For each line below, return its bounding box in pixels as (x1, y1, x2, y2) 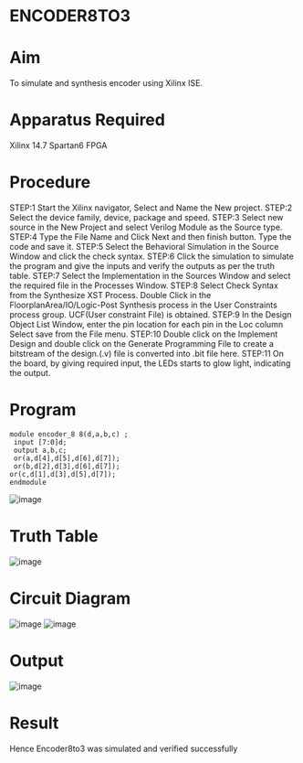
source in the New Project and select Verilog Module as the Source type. (9, 221, 283, 232)
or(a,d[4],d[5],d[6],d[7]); (13, 454, 120, 463)
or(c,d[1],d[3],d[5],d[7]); (9, 469, 117, 478)
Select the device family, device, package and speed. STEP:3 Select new (9, 212, 285, 222)
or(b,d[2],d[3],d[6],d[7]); (13, 461, 120, 471)
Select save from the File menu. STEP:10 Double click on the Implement (9, 328, 278, 339)
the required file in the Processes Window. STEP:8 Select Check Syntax (9, 280, 278, 291)
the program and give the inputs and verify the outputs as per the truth (9, 261, 276, 271)
